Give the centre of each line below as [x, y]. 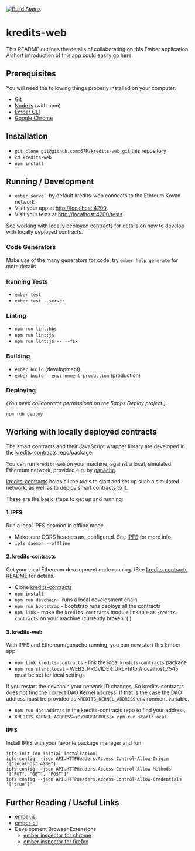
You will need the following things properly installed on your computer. [91, 88]
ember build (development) [47, 369]
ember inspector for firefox [56, 842]
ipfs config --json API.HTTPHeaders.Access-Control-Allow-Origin [87, 759]
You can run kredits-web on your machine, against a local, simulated [89, 463]
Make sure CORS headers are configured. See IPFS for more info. [93, 537]
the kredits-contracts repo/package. [50, 452]
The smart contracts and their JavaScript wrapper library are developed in [96, 446]
